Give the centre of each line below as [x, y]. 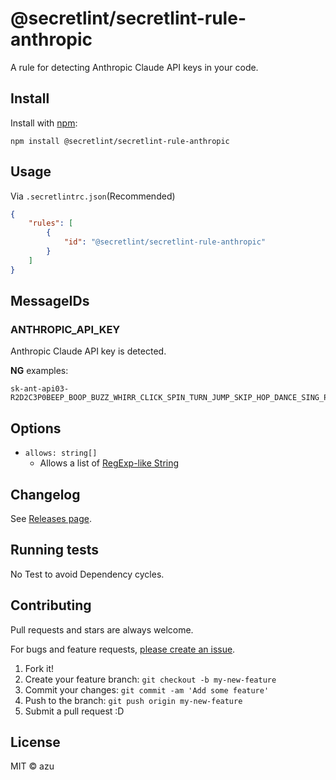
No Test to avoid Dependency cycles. [87, 574]
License [35, 742]
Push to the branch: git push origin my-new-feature [133, 700]
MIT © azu [32, 766]
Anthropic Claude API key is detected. [88, 351]
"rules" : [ [51, 223]
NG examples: [39, 371]
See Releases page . [51, 518]
